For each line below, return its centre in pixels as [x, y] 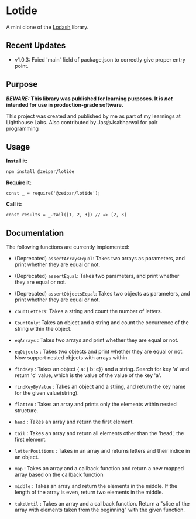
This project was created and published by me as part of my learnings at [94, 116]
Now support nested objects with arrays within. [71, 358]
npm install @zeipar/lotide [40, 172]
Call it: [14, 204]
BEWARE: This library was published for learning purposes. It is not [90, 99]
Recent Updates [36, 45]
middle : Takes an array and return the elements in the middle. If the [96, 486]
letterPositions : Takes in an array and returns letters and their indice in [102, 451]
